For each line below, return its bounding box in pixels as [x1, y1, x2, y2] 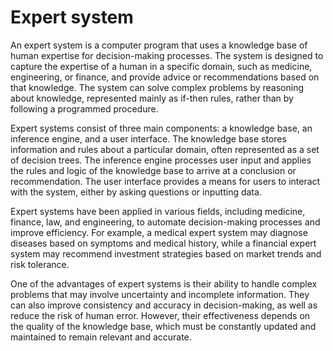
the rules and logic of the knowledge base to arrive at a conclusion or [10, 164, 297, 176]
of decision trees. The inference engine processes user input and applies [10, 154, 312, 166]
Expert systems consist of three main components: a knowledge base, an [10, 122, 313, 134]
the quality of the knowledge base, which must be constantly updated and [10, 320, 317, 332]
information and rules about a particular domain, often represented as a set [10, 143, 320, 155]
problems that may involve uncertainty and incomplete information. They [10, 288, 310, 300]
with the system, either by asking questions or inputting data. [10, 186, 262, 198]
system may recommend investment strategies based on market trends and [10, 247, 322, 260]
